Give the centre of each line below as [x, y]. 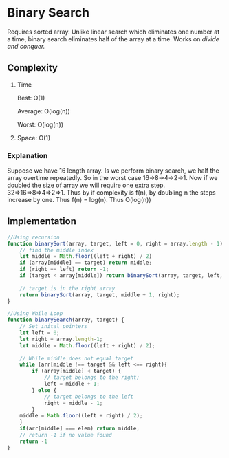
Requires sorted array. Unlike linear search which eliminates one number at [113, 32]
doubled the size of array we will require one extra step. [86, 185]
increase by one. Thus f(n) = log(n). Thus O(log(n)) [79, 200]
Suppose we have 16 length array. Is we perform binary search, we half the [113, 171]
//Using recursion [33, 237]
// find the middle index [57, 250]
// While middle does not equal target [77, 358]
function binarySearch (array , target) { [66, 320]
